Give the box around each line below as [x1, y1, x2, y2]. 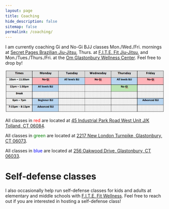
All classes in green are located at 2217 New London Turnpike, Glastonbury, [5, 133, 162, 139]
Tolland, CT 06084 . [5, 123, 45, 129]
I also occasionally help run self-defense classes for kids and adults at [5, 187, 151, 194]
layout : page [5, 8, 33, 13]
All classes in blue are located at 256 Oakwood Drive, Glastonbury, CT [5, 148, 151, 154]
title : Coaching [5, 13, 39, 19]
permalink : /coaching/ [5, 29, 53, 35]
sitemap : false [5, 24, 37, 29]
